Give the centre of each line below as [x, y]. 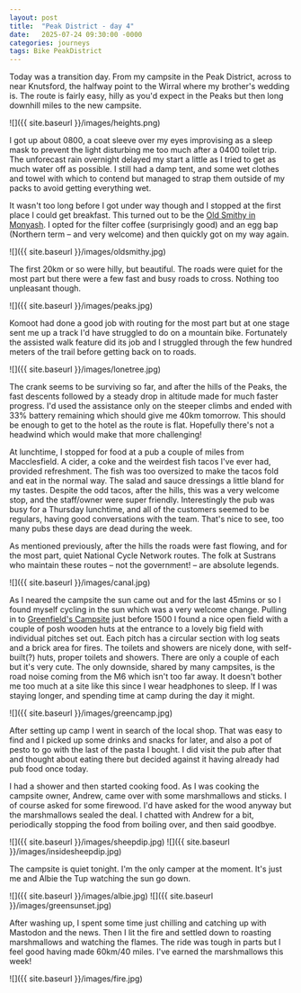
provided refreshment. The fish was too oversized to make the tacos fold [144, 471]
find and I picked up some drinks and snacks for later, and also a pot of [141, 740]
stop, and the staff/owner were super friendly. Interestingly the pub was [142, 500]
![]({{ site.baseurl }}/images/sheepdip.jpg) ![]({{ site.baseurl [120, 842]
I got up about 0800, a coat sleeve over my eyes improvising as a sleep [141, 140]
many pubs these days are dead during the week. [101, 528]
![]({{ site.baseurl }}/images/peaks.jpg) [81, 306]
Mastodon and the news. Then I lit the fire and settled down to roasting [141, 933]
